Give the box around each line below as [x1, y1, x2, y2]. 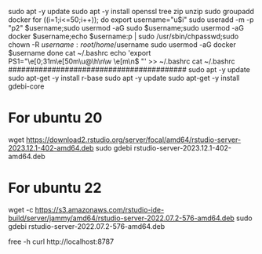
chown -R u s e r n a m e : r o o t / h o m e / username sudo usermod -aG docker [8, 40, 237, 49]
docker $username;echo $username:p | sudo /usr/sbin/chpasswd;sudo [8, 31, 239, 41]
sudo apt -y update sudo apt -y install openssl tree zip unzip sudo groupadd [8, 7, 255, 16]
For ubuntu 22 [8, 180, 102, 197]
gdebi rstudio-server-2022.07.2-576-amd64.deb [8, 221, 166, 230]
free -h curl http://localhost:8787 [8, 237, 115, 246]
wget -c [8, 205, 34, 214]
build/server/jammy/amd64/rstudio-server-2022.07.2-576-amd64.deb [8, 213, 235, 223]
